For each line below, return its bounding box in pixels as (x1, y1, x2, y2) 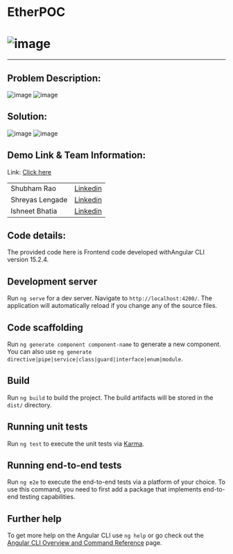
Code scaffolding (7, 321, 83, 334)
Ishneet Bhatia (10, 206, 58, 215)
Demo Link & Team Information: (7, 149, 146, 161)
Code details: (7, 229, 67, 241)
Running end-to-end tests (7, 459, 122, 471)
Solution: (7, 111, 47, 122)
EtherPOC (7, 4, 66, 20)
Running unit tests (7, 421, 88, 433)
